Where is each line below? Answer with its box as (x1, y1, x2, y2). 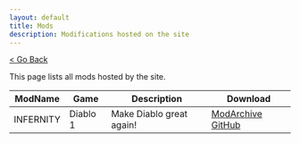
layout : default (9, 13, 70, 22)
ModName (14, 93, 60, 105)
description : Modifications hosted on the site (9, 29, 190, 38)
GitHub (211, 119, 241, 131)
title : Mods (9, 21, 54, 30)
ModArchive (211, 108, 263, 121)
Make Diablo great (111, 108, 188, 121)
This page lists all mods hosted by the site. (9, 71, 167, 82)
